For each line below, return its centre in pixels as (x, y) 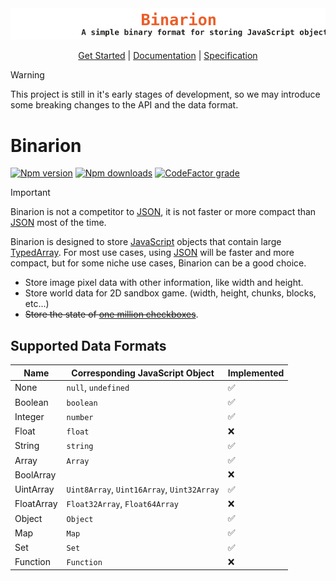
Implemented (256, 373)
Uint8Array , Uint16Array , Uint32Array (143, 489)
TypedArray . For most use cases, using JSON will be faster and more (152, 253)
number (80, 417)
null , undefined (98, 388)
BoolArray (35, 474)
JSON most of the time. (58, 223)
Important (30, 193)
